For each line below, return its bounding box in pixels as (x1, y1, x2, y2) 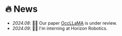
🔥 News (5, 3, 38, 15)
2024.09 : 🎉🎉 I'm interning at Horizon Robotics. (12, 25, 108, 31)
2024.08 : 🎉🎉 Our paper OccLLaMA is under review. (12, 20, 118, 26)
